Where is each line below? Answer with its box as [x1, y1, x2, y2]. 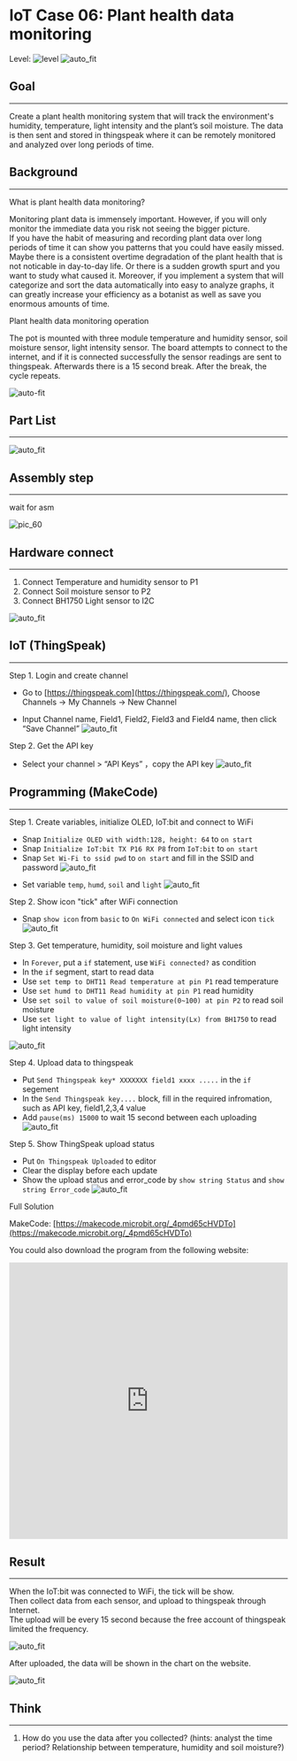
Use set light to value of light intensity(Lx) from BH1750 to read [21, 1013, 277, 1024]
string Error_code [21, 1185, 90, 1195]
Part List [9, 412, 57, 427]
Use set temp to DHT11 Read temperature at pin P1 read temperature [21, 975, 279, 987]
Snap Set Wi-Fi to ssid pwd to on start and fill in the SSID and [21, 852, 255, 863]
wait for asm [9, 502, 55, 513]
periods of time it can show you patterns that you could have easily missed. [9, 242, 285, 252]
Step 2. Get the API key [9, 740, 95, 750]
